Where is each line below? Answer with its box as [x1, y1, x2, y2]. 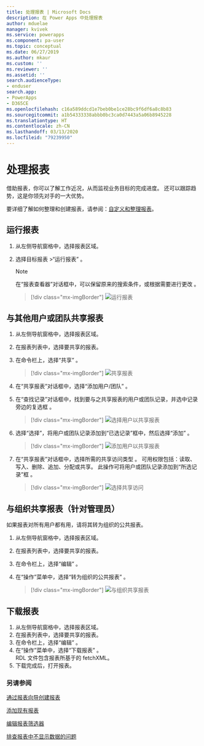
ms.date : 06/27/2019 [6, 49, 60, 55]
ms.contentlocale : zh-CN [6, 123, 70, 130]
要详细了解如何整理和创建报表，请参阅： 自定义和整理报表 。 [6, 205, 157, 212]
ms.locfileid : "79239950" [6, 134, 73, 141]
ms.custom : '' [6, 60, 43, 66]
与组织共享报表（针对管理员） [6, 503, 120, 514]
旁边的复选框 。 [15, 403, 55, 411]
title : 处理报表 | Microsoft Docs [6, 9, 91, 15]
